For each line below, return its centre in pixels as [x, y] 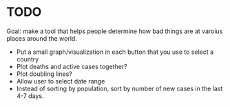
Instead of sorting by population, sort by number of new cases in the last [119, 88]
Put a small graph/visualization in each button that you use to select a [115, 52]
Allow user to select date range [61, 81]
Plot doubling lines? [44, 74]
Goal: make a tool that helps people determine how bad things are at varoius [115, 31]
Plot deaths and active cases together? [72, 66]
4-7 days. [30, 96]
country [28, 59]
